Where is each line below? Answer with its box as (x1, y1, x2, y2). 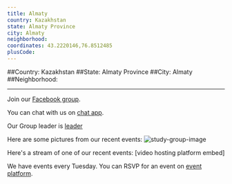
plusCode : (7, 49, 36, 56)
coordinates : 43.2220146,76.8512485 (7, 42, 113, 49)
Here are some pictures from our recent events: (7, 135, 143, 143)
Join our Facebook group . (7, 95, 81, 103)
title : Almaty (7, 10, 48, 17)
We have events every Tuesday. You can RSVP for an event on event (7, 162, 202, 170)
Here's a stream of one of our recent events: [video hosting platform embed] (7, 148, 225, 156)
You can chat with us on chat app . (7, 108, 104, 116)
